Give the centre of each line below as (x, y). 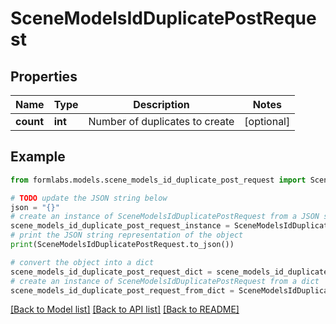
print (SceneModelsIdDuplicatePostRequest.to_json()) (122, 245)
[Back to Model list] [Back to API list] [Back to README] (125, 309)
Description (161, 104)
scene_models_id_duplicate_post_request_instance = (120, 226)
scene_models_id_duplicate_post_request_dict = (111, 272)
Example (38, 157)
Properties (44, 76)
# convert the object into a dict (82, 262)
